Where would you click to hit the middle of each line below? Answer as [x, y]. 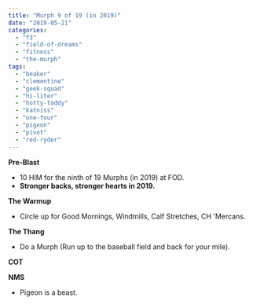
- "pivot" [31, 132]
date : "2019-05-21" [40, 23]
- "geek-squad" [40, 88]
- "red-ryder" [38, 140]
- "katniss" [35, 111]
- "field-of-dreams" [49, 45]
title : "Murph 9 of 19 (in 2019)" [65, 15]
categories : [27, 30]
